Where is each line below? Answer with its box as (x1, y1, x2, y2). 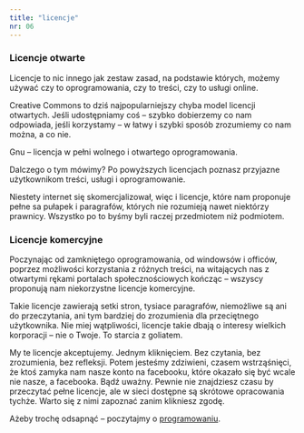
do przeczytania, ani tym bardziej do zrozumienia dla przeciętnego (9, 310, 260, 321)
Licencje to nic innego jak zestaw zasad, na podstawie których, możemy (9, 72, 280, 83)
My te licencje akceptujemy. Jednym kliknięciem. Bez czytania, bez (9, 347, 261, 358)
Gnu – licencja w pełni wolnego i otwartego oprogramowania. (9, 146, 238, 157)
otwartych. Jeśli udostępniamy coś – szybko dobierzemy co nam (9, 109, 252, 120)
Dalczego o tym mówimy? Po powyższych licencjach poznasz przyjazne (9, 164, 280, 175)
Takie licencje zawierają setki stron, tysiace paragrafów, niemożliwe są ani (9, 301, 288, 312)
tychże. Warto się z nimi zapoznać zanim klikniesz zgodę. (9, 396, 225, 407)
